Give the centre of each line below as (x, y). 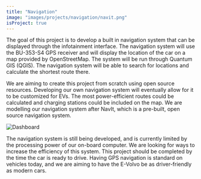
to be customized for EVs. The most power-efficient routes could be (90, 96)
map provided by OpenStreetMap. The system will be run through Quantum (99, 59)
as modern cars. (26, 171)
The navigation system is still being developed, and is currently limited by (97, 139)
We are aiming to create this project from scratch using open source (91, 83)
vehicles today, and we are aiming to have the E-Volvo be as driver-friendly (99, 164)
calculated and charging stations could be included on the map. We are (94, 103)
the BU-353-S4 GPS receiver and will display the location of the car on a (96, 53)
